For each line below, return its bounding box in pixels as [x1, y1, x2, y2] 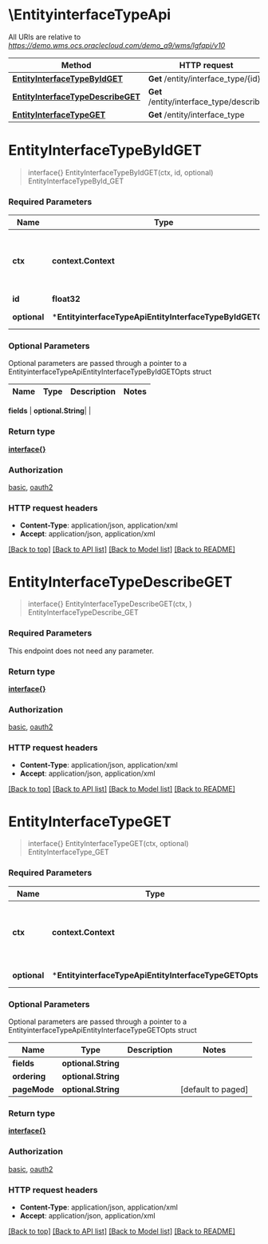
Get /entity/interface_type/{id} [148, 73, 261, 84]
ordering [12, 1071, 46, 1082]
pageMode [12, 1084, 54, 1095]
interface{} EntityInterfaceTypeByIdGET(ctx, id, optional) [27, 167, 214, 177]
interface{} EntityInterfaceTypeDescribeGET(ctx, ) [27, 599, 192, 609]
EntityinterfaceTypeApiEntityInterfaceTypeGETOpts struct [8, 1025, 197, 1035]
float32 [51, 294, 81, 305]
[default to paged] [180, 1084, 249, 1095]
